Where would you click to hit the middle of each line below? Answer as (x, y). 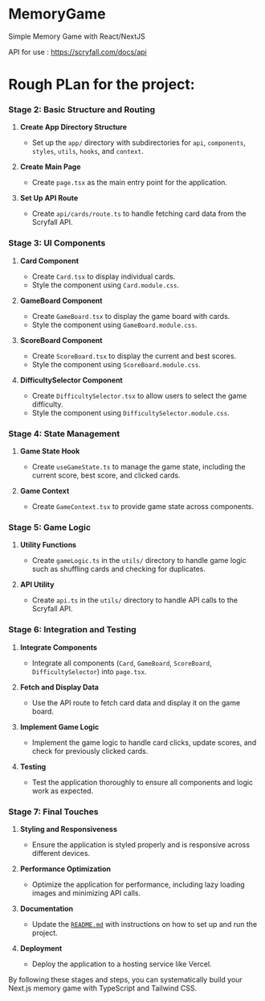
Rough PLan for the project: (102, 85)
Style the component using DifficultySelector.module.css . (131, 412)
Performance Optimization (65, 869)
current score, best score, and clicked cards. (106, 475)
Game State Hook (50, 451)
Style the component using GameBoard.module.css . (114, 325)
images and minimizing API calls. (86, 893)
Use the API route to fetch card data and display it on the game (136, 702)
